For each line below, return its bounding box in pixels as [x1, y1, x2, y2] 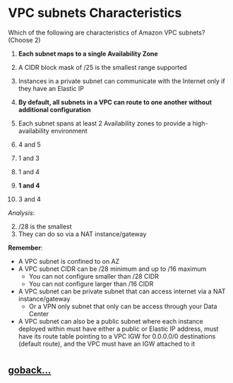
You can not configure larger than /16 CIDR [28, 279, 154, 288]
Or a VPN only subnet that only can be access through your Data [28, 302, 217, 310]
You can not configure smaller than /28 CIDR [28, 272, 160, 280]
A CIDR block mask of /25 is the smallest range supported [18, 63, 187, 71]
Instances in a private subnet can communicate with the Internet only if [18, 76, 225, 85]
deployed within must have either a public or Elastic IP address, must [18, 324, 219, 333]
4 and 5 [18, 140, 41, 149]
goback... [8, 365, 52, 377]
